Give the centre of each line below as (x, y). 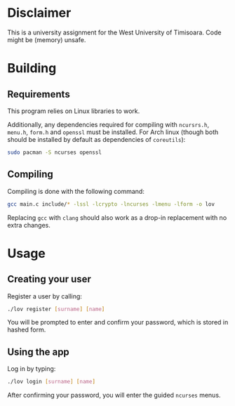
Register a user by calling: (45, 296)
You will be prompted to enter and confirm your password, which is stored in (118, 322)
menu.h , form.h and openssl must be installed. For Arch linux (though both (113, 132)
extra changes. (29, 225)
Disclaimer (39, 13)
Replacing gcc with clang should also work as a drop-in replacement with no (117, 217)
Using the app (39, 352)
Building (32, 68)
